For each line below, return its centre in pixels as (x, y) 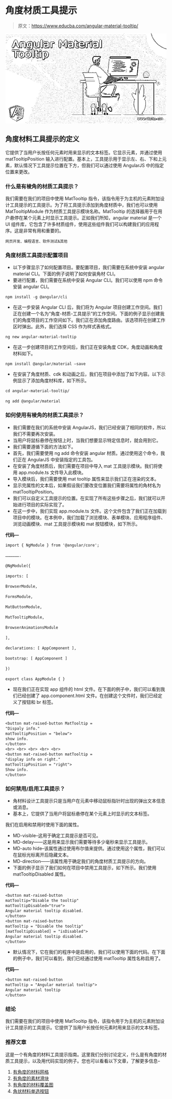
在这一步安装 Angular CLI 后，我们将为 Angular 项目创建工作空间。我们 (88, 307)
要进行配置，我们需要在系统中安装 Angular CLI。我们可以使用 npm (82, 280)
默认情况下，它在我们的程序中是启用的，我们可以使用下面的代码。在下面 (89, 952)
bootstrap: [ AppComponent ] (36, 658)
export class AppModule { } (35, 679)
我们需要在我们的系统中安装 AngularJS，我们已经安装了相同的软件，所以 (89, 427)
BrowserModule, (21, 586)
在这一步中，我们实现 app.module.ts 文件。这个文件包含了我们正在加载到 (90, 511)
